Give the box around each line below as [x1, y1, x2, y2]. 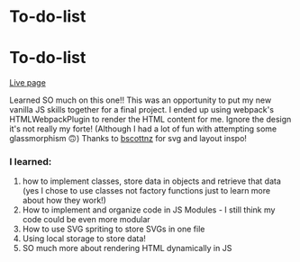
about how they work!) [22, 195, 106, 206]
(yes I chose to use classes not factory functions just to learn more [22, 185, 271, 196]
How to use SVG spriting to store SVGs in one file [22, 223, 205, 235]
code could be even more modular [22, 214, 150, 225]
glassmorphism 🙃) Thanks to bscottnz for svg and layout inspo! [9, 133, 248, 144]
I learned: [9, 156, 52, 168]
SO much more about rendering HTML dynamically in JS [22, 243, 232, 254]
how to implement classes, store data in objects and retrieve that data [22, 176, 282, 186]
